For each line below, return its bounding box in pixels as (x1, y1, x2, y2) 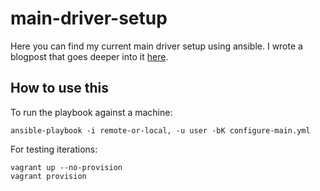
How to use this (10, 80, 110, 97)
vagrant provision (10, 171, 87, 181)
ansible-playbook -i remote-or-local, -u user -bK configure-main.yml (10, 125, 311, 136)
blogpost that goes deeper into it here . (10, 50, 169, 62)
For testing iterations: (10, 143, 98, 155)
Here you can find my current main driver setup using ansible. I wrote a (10, 40, 303, 52)
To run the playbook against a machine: (10, 106, 173, 118)
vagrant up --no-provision (10, 162, 123, 172)
